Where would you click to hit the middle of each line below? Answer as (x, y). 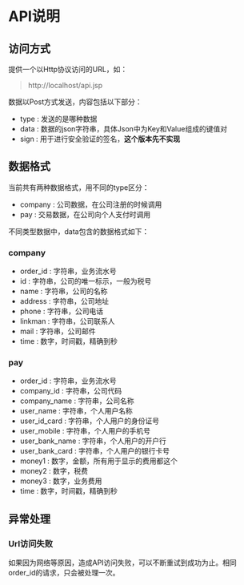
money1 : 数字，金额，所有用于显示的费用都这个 (99, 461)
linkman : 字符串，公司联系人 (67, 321)
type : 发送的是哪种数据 (58, 119)
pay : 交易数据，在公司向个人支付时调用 (85, 214)
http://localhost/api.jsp (65, 85)
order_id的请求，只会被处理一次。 (64, 573)
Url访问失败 (31, 543)
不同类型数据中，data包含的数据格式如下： (79, 231)
